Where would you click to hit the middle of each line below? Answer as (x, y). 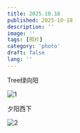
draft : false (26, 53)
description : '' (31, 27)
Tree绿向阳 (23, 80)
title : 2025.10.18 (34, 14)
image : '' (22, 33)
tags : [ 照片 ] (25, 40)
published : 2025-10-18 (40, 20)
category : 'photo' (34, 46)
